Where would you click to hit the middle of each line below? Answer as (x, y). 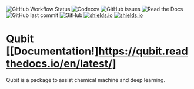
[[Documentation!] (52, 51)
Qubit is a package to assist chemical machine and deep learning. (86, 80)
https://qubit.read (143, 51)
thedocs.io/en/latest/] (61, 64)
